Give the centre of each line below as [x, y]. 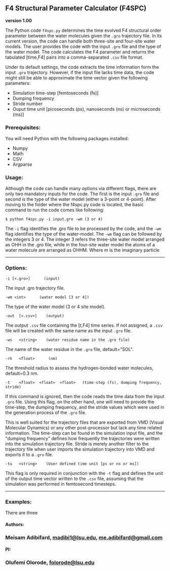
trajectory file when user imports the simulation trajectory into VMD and [80, 449]
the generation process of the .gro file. [46, 412]
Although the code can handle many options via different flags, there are [81, 189]
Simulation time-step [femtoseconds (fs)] [55, 93]
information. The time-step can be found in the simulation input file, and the [84, 433]
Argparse [22, 164]
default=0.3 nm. [22, 373]
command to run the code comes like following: [55, 210]
